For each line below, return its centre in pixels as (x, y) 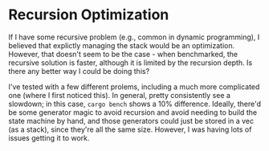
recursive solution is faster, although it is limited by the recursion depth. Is (130, 63)
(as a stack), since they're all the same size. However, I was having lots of (130, 129)
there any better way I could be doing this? (79, 71)
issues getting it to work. (49, 137)
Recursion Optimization (89, 15)
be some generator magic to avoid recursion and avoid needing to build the (133, 112)
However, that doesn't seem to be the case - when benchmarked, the (123, 54)
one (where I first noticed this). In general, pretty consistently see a (120, 95)
